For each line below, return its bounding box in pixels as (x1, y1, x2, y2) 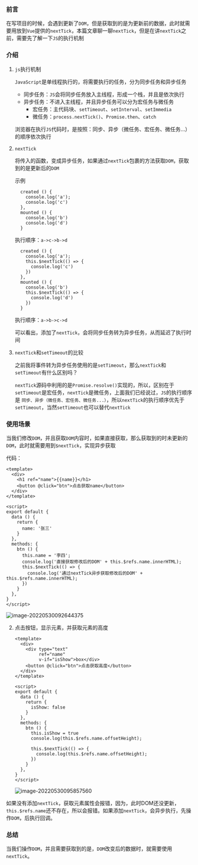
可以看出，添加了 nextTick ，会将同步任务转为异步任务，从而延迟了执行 (14, 329, 187, 336)
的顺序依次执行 (14, 133, 51, 140)
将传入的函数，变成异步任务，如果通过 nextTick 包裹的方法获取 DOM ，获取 (14, 157, 189, 164)
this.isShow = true (30, 730, 79, 736)
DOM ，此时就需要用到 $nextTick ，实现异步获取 (6, 441, 116, 448)
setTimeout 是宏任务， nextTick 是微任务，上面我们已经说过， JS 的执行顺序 (14, 389, 192, 396)
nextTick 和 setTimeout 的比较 (14, 348, 84, 356)
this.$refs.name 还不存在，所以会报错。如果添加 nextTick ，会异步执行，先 (6, 807, 186, 814)
